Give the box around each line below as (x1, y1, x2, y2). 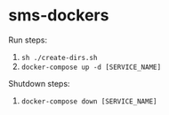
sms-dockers (8, 5, 109, 26)
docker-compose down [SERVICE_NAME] (20, 96, 157, 106)
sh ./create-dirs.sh (20, 53, 98, 62)
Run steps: (8, 34, 48, 45)
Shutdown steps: (8, 78, 70, 88)
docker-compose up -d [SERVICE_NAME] (20, 63, 162, 72)
